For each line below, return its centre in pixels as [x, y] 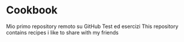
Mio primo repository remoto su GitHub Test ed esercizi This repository [92, 26]
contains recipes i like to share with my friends [62, 32]
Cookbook [32, 10]
